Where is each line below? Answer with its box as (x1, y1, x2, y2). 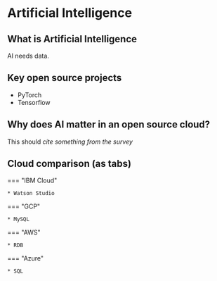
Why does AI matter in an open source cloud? (7, 118, 211, 131)
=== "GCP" (7, 202, 41, 211)
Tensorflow (17, 98, 51, 106)
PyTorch (17, 90, 42, 99)
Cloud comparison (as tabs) (7, 158, 132, 170)
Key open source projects (7, 72, 122, 84)
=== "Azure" (7, 254, 44, 263)
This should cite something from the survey (7, 137, 133, 146)
